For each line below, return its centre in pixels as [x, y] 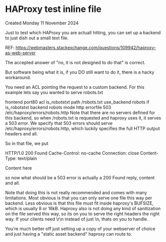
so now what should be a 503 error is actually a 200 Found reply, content [80, 177]
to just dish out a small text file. [37, 38]
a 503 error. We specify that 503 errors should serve [59, 123]
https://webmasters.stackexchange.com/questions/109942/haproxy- [86, 47]
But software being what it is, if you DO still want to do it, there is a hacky [80, 72]
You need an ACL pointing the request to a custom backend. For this [75, 87]
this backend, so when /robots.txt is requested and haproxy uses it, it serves [83, 118]
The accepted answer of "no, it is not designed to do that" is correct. [75, 62]
